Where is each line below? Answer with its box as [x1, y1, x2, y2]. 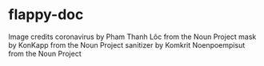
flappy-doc [8, 6, 84, 24]
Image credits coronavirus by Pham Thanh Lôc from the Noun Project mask [8, 32, 257, 41]
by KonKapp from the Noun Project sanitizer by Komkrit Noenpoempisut [8, 40, 246, 49]
